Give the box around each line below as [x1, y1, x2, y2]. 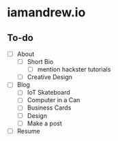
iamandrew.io [7, 5, 86, 20]
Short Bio [27, 58, 54, 66]
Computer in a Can [27, 96, 80, 104]
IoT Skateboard [27, 89, 70, 97]
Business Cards [27, 104, 72, 112]
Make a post [27, 119, 63, 127]
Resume [16, 127, 40, 135]
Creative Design [27, 73, 73, 81]
